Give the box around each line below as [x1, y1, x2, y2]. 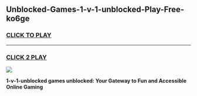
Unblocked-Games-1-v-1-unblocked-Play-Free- [6, 5, 185, 15]
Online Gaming [6, 83, 43, 90]
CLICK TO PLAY [6, 31, 52, 40]
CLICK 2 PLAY [6, 53, 47, 61]
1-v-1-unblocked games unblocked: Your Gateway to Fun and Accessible [6, 77, 186, 84]
